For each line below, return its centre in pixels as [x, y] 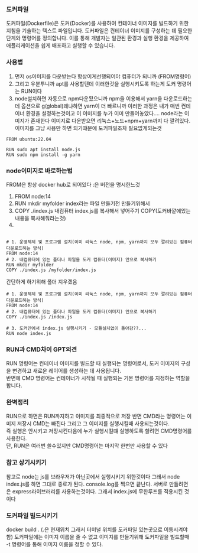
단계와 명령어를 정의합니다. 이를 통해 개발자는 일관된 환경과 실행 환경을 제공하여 [98, 38]
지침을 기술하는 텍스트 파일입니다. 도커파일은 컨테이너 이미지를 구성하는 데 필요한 [99, 31]
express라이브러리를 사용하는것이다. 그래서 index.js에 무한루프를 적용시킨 [98, 491]
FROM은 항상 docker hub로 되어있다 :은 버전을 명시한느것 [73, 184]
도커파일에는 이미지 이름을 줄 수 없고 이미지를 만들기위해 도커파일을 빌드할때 [102, 537]
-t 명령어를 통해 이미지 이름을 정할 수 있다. [55, 544]
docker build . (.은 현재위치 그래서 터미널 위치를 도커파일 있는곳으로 [84, 529]
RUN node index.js [29, 333]
